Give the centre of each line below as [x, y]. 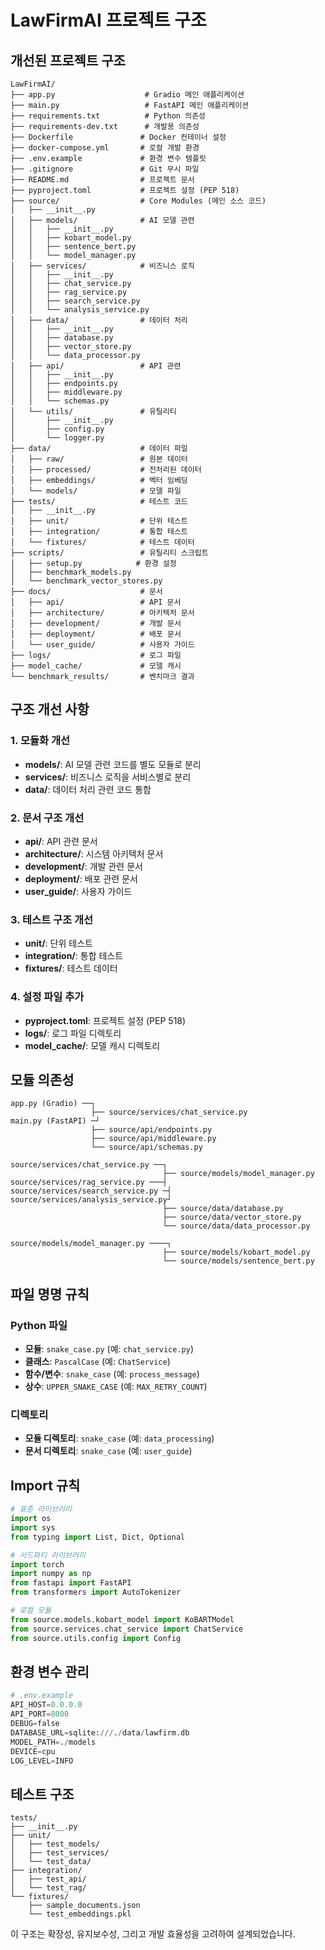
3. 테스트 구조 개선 [52, 919]
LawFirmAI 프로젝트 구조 [108, 20]
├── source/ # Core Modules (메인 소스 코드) [138, 201]
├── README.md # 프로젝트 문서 [102, 180]
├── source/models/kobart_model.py [236, 1252]
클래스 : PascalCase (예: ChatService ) [97, 1362]
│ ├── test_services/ [60, 1853]
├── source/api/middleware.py [153, 1139]
